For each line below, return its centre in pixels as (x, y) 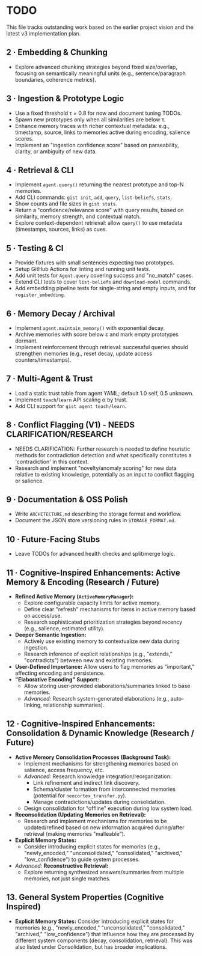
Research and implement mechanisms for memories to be (95, 821)
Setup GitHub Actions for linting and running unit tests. (82, 269)
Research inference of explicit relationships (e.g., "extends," (98, 654)
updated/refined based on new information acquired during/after (104, 827)
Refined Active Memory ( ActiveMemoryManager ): (74, 597)
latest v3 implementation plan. (44, 33)
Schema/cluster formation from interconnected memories (104, 789)
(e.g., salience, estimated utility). (64, 629)
